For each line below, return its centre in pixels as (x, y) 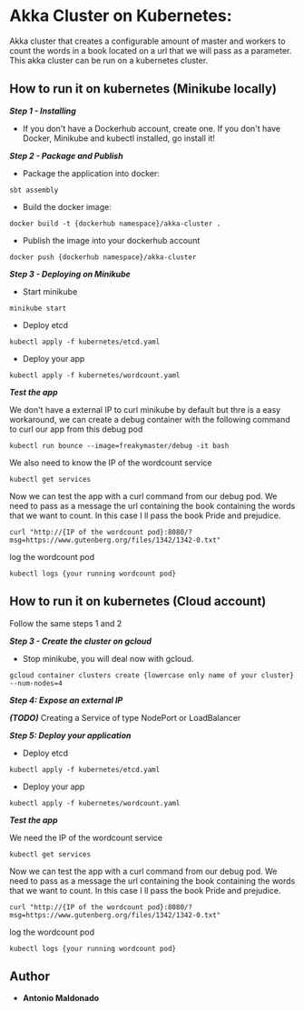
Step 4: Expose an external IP (66, 700)
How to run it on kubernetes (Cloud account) (138, 601)
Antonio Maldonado (61, 998)
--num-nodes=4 (36, 683)
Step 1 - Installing (43, 111)
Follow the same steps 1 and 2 (66, 623)
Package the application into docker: (91, 173)
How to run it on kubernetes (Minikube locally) (143, 89)
